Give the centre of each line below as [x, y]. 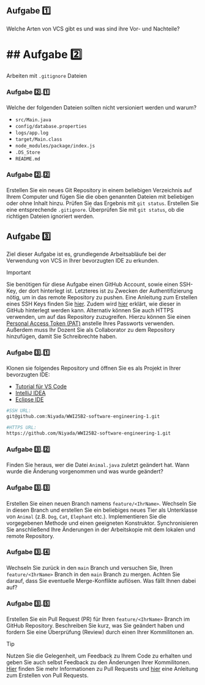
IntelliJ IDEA [30, 393]
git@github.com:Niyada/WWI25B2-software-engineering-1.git [83, 417]
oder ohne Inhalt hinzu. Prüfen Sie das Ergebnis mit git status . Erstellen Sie [102, 203]
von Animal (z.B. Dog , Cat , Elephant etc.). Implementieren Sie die [86, 516]
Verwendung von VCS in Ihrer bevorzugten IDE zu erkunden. [83, 261]
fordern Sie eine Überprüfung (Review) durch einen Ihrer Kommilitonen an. [100, 632]
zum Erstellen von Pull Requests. [47, 675]
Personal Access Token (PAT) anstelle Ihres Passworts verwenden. [91, 323]
